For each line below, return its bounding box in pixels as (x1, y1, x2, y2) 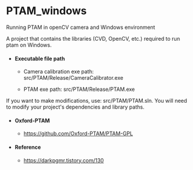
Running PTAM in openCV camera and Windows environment (6, 24, 155, 31)
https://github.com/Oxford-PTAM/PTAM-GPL (23, 130, 133, 137)
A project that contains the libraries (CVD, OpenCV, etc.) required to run (6, 35, 180, 42)
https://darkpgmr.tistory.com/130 (23, 156, 104, 164)
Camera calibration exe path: (23, 68, 94, 75)
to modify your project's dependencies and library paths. (6, 103, 145, 110)
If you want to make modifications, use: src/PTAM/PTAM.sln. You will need (6, 97, 188, 104)
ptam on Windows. (6, 41, 52, 48)
